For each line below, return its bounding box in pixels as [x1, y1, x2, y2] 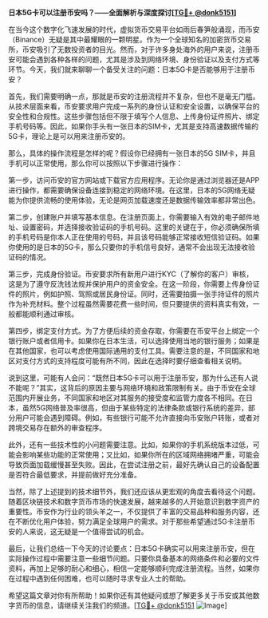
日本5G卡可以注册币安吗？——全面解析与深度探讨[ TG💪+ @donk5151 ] [8, 8, 237, 17]
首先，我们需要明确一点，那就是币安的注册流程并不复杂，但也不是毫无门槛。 [8, 92, 260, 101]
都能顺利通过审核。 [14, 309, 78, 319]
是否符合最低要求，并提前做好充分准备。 [8, 470, 141, 479]
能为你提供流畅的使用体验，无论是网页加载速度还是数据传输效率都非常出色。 [8, 196, 260, 204]
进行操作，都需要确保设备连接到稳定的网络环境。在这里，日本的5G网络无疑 [8, 185, 255, 195]
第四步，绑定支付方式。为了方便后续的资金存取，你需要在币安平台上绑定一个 [8, 327, 260, 335]
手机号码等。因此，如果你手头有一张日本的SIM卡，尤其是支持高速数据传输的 [8, 121, 259, 131]
